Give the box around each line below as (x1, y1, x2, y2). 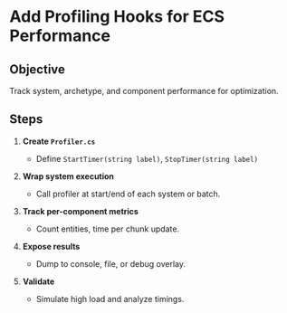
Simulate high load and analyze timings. (35, 293, 185, 304)
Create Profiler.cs (22, 136, 96, 147)
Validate (22, 276, 55, 287)
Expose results (22, 241, 81, 251)
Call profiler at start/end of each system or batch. (35, 188, 221, 199)
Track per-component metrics (22, 205, 139, 216)
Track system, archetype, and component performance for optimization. (9, 86, 279, 96)
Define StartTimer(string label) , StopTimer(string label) (35, 153, 259, 164)
